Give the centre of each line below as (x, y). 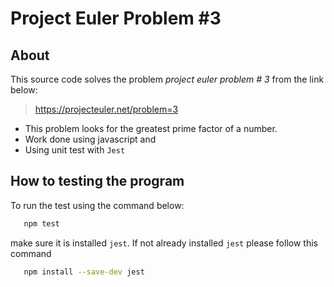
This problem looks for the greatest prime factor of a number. (151, 128)
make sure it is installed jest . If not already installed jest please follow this (164, 243)
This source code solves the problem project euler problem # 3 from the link (167, 79)
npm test (41, 223)
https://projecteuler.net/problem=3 (106, 109)
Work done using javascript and (90, 139)
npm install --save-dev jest (84, 272)
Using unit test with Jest (75, 150)
